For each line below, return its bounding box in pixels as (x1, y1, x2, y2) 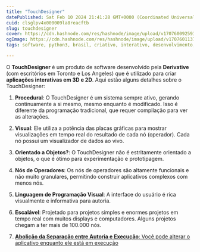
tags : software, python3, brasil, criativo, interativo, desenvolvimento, (6, 42, 196, 48)
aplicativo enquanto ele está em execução (14, 239, 119, 246)
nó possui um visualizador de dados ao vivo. (14, 137, 124, 144)
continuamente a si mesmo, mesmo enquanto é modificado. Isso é (14, 100, 178, 107)
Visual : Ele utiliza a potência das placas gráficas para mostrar (14, 125, 167, 132)
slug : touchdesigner (6, 25, 58, 32)
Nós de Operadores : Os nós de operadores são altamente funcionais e (14, 166, 189, 173)
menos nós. (14, 179, 44, 186)
